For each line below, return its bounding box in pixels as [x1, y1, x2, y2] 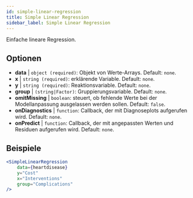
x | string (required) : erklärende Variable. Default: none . [14, 76, 155, 83]
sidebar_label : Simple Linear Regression [6, 20, 111, 26]
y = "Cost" [17, 170, 39, 176]
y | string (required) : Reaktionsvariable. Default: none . [14, 81, 151, 89]
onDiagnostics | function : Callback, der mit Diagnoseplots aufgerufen [14, 107, 188, 114]
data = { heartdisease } [17, 164, 68, 170]
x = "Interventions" [17, 175, 63, 181]
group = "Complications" [17, 181, 73, 187]
